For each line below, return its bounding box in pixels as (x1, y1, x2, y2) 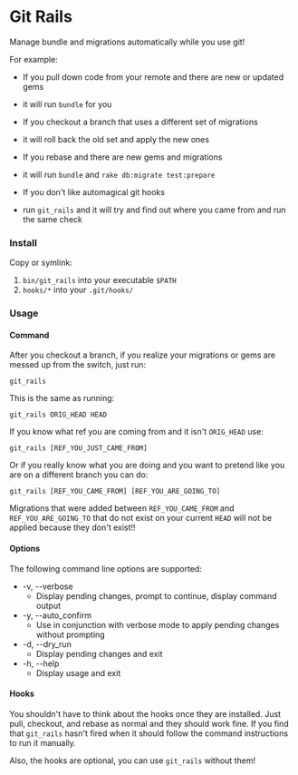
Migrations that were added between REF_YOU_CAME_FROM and (9, 503, 235, 514)
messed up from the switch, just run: (9, 359, 147, 370)
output (35, 600, 62, 611)
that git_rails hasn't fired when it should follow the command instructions (9, 728, 288, 739)
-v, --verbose (22, 581, 74, 592)
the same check (22, 213, 83, 224)
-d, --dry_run (22, 638, 72, 650)
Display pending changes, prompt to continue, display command (35, 590, 278, 601)
